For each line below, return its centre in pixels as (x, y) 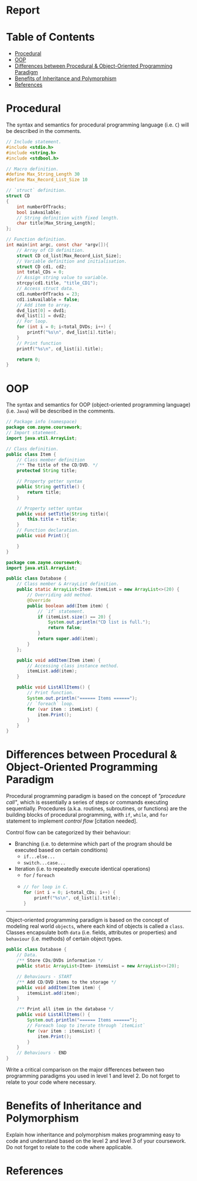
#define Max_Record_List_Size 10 (47, 180)
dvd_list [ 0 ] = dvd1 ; (42, 310)
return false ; (65, 628)
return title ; (44, 492)
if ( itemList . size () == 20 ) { (74, 617)
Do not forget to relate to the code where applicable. (69, 1147)
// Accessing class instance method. (73, 666)
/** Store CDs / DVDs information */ (60, 961)
